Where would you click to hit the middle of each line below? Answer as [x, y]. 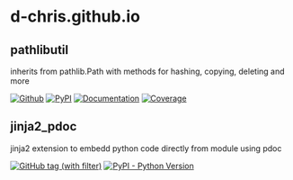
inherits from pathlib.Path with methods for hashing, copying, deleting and [148, 71]
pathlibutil [40, 50]
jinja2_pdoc [44, 126]
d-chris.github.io [75, 17]
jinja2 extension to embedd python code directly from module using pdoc [146, 148]
